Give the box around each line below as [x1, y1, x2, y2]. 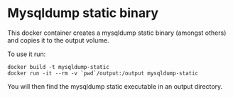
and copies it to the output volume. [7, 36, 109, 44]
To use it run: [7, 50, 46, 58]
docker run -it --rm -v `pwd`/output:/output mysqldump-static [7, 70, 199, 77]
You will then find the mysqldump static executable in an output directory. [7, 82, 223, 90]
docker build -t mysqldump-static [7, 63, 110, 70]
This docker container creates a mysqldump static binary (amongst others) [7, 28, 227, 37]
